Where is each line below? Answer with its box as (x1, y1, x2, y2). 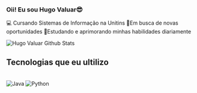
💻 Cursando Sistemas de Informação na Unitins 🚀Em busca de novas (6, 19, 178, 26)
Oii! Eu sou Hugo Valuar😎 (6, 5, 83, 14)
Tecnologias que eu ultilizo (6, 57, 109, 67)
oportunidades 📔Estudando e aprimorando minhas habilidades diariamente (6, 28, 192, 35)
